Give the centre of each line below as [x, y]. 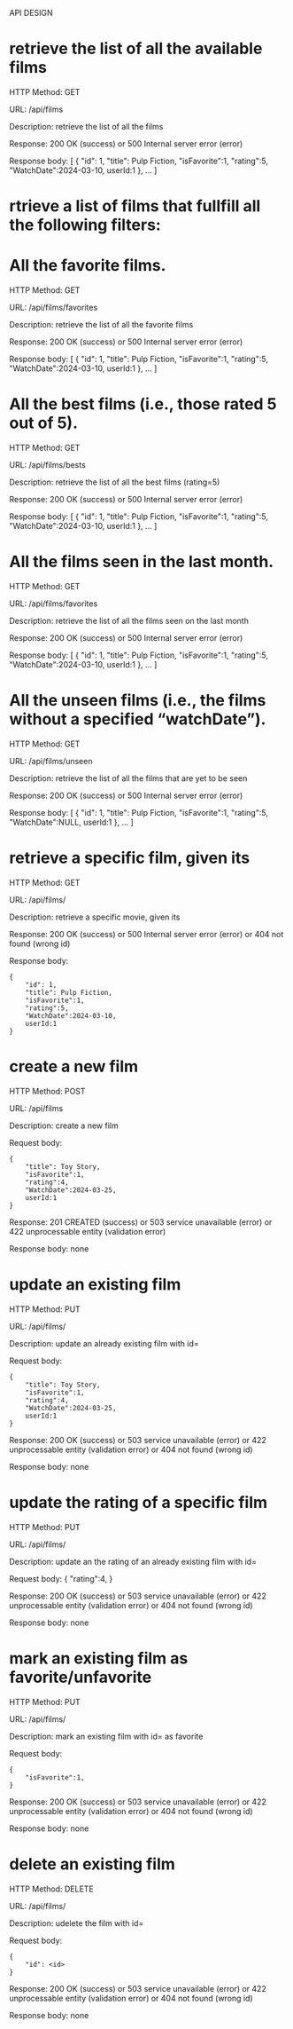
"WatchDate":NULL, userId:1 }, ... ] [72, 822]
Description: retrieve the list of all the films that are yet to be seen [128, 778]
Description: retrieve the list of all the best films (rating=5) [115, 482]
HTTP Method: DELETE [52, 1889]
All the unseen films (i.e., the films [138, 701]
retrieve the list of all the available [136, 49]
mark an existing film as [99, 1658]
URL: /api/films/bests [47, 465]
